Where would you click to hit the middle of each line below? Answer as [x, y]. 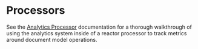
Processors [36, 10]
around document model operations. [52, 39]
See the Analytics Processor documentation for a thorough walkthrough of [99, 27]
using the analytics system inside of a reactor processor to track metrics [97, 33]
